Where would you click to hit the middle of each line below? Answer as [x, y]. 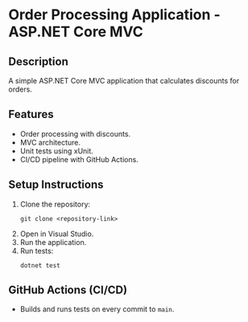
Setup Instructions [56, 185]
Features [31, 114]
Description [38, 61]
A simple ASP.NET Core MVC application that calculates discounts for [124, 81]
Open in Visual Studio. [57, 234]
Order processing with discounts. [75, 133]
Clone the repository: [55, 204]
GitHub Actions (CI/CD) [68, 290]
